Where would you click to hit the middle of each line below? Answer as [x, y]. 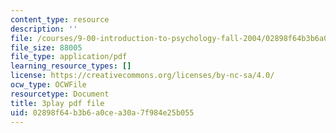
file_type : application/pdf [69, 57]
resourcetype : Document [60, 94]
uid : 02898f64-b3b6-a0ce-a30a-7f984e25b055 [102, 112]
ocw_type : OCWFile [48, 85]
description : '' [44, 29]
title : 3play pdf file [57, 103]
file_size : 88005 [46, 47]
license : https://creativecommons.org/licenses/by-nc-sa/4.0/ [142, 76]
